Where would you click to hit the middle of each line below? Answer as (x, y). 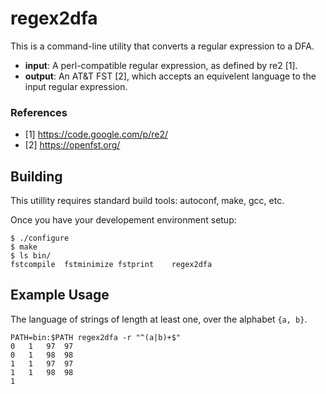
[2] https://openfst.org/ (72, 145)
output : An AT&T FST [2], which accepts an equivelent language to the (170, 76)
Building (36, 176)
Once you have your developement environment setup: (123, 220)
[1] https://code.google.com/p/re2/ (96, 134)
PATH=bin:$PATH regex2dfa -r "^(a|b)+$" (96, 337)
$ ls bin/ (31, 256)
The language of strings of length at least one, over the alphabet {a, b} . (159, 319)
